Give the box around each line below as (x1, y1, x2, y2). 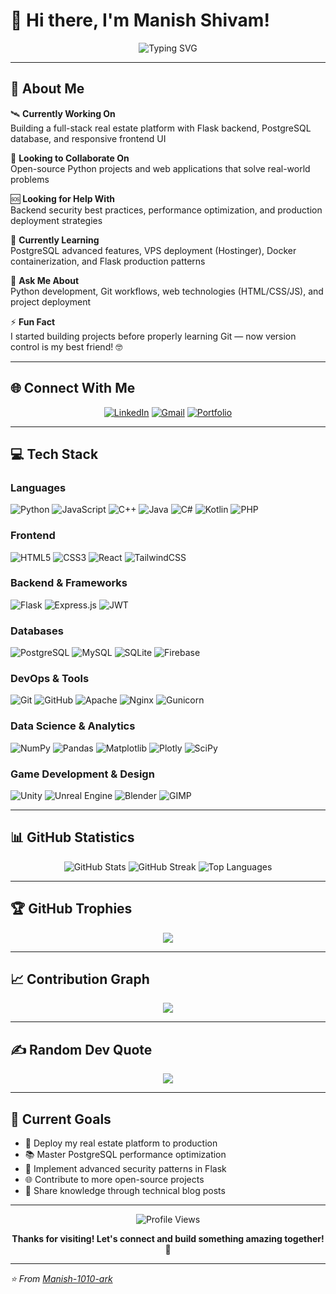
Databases (10, 624, 64, 638)
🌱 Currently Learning (10, 234, 100, 246)
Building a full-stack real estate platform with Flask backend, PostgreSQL (10, 122, 312, 134)
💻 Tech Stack (10, 445, 99, 463)
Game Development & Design (10, 767, 155, 781)
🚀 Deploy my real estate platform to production (24, 1137, 218, 1149)
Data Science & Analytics (10, 719, 136, 733)
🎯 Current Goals (10, 1110, 112, 1128)
